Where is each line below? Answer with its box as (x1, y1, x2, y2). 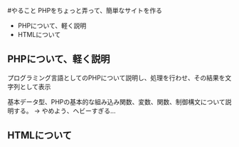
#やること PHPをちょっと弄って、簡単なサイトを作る (7, 6, 162, 14)
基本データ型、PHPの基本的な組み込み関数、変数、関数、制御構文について (7, 97, 225, 106)
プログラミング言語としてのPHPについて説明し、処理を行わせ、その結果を (7, 73, 225, 82)
